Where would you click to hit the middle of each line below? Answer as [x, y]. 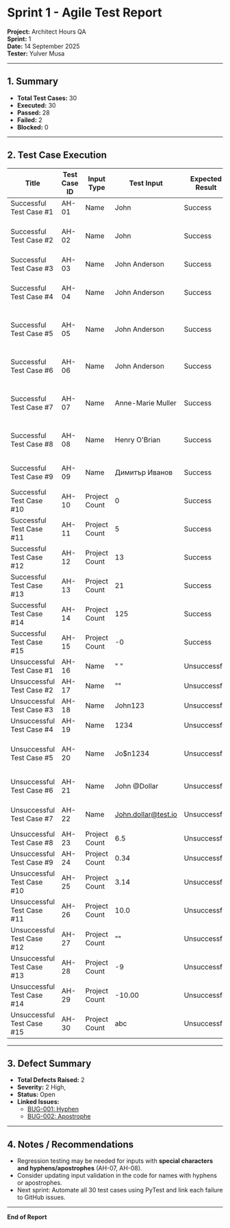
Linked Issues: [38, 1102]
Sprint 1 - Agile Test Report [85, 13]
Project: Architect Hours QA [47, 32]
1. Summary [33, 81]
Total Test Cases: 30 [47, 98]
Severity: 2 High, [41, 1087]
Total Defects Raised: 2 [51, 1080]
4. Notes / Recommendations [71, 1144]
